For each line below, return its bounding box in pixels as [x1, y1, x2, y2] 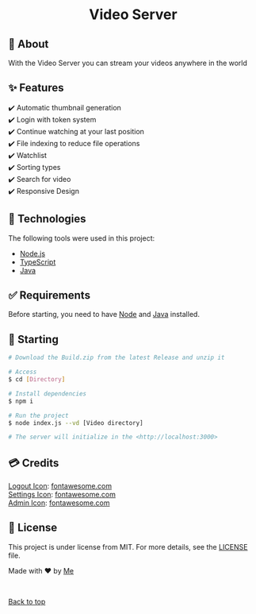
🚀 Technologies [8, 212, 86, 226]
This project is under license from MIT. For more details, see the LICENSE [8, 542, 248, 551]
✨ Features [8, 81, 64, 95]
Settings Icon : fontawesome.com [8, 490, 117, 500]
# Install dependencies [8, 389, 87, 398]
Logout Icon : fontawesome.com [8, 481, 113, 491]
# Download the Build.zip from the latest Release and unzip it [8, 353, 225, 362]
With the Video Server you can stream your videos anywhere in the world [8, 58, 248, 68]
